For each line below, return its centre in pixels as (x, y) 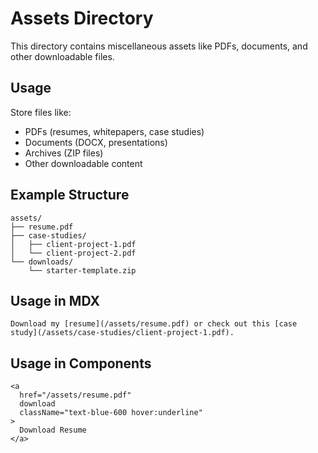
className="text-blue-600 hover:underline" (111, 413)
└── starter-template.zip (82, 270)
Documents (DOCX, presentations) (96, 142)
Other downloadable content (83, 163)
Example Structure (70, 195)
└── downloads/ (42, 262)
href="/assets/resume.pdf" (75, 395)
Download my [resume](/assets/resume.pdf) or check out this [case (154, 324)
